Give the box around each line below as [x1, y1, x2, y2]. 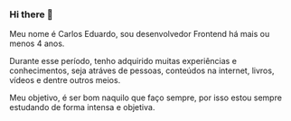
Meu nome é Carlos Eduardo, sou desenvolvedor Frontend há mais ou [9, 29, 270, 40]
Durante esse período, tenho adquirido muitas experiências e [9, 56, 238, 67]
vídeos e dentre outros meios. [9, 75, 121, 86]
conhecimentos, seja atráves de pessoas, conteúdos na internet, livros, [9, 65, 275, 76]
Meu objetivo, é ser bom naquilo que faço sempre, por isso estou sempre [9, 92, 283, 103]
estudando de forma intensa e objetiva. [9, 102, 155, 113]
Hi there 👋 [9, 8, 54, 21]
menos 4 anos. [9, 38, 65, 49]
